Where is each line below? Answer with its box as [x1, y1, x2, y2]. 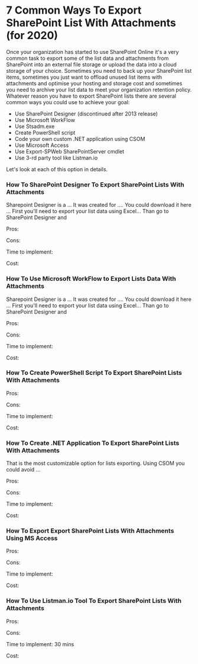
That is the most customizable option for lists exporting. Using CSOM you [6, 460, 185, 467]
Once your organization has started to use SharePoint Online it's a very [6, 48, 179, 55]
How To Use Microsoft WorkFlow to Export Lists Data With [6, 275, 176, 283]
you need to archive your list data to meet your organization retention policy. [6, 86, 192, 93]
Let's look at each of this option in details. [6, 165, 108, 172]
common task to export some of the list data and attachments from [6, 54, 169, 62]
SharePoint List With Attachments [6, 16, 176, 30]
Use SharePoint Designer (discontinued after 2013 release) [14, 110, 158, 117]
